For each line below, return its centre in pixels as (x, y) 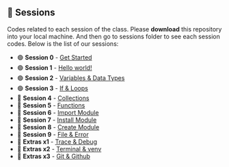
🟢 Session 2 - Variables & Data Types (71, 78)
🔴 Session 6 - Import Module (58, 112)
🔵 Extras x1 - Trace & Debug (57, 142)
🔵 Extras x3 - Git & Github (54, 156)
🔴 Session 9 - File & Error (53, 134)
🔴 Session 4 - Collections (53, 98)
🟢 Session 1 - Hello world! (54, 67)
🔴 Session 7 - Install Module (57, 120)
